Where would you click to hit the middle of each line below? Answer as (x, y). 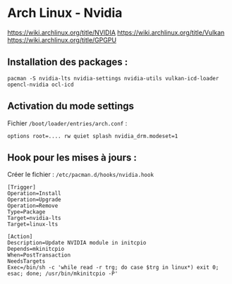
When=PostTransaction (39, 255)
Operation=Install (34, 194)
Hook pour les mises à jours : (72, 158)
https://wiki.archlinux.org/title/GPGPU (62, 39)
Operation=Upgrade (34, 200)
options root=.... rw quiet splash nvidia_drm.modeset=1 (93, 136)
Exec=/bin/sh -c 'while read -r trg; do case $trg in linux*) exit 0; (113, 268)
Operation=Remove (33, 206)
